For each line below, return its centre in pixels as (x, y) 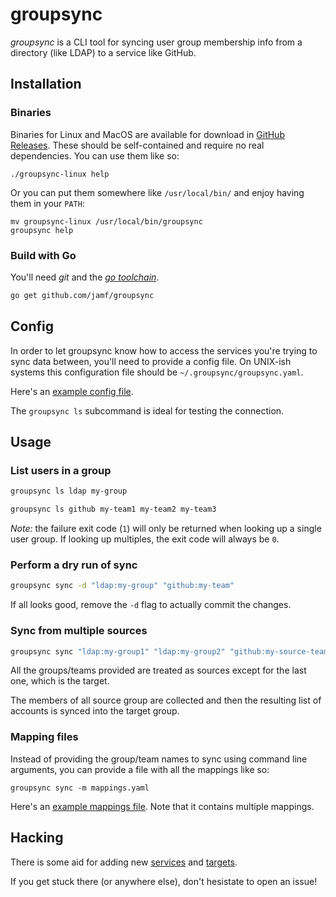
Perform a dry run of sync (74, 565)
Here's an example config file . (72, 391)
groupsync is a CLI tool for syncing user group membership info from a (156, 42)
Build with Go (43, 255)
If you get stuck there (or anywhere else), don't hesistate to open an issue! (164, 881)
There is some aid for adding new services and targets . (124, 862)
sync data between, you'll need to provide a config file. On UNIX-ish (151, 361)
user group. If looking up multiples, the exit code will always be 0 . (145, 539)
